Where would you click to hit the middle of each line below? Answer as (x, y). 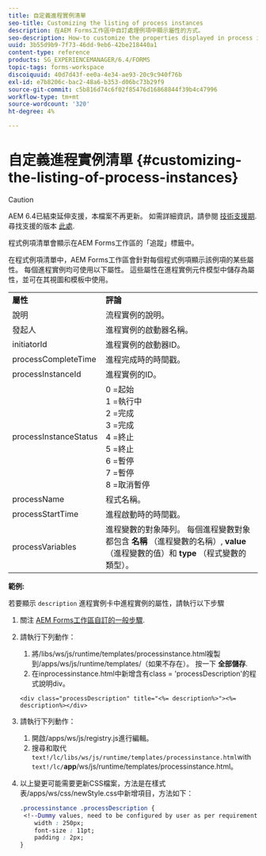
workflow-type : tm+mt (44, 97)
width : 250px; (59, 823)
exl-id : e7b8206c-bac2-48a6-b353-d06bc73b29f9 (86, 82)
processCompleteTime (54, 359)
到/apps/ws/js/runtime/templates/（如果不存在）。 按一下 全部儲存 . (139, 663)
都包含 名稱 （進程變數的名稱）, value (176, 541)
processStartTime (46, 514)
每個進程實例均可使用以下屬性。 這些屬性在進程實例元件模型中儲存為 (135, 269)
